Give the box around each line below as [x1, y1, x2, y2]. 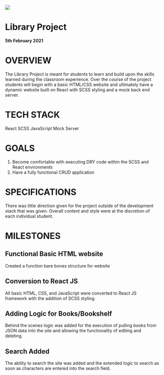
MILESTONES [5, 230, 61, 241]
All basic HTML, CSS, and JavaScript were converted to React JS [5, 290, 137, 296]
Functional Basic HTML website [5, 250, 104, 258]
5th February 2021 [5, 37, 44, 44]
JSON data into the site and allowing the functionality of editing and [5, 328, 141, 334]
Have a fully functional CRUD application [12, 169, 94, 175]
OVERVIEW [5, 55, 52, 66]
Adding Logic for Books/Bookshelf [5, 309, 113, 318]
